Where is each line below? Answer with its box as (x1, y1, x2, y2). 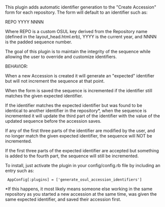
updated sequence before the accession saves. (5, 118, 102, 124)
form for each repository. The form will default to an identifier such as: (5, 9, 148, 15)
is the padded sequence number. (5, 39, 72, 45)
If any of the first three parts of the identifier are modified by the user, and (5, 128, 155, 134)
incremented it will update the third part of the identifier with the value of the (5, 113, 160, 119)
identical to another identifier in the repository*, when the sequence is (5, 108, 147, 113)
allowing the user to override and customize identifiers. (5, 54, 117, 60)
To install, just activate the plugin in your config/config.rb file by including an (5, 163, 161, 168)
